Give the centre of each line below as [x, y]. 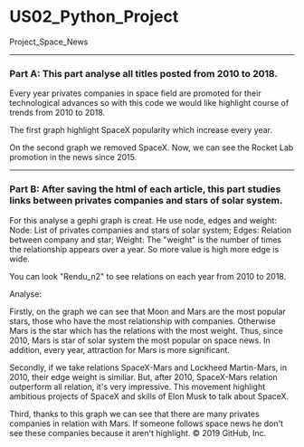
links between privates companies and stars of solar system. [146, 201]
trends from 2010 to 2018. [57, 113]
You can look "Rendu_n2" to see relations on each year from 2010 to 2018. [148, 276]
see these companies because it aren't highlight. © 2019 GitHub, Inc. [138, 433]
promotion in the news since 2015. [73, 157]
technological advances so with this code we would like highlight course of [149, 103]
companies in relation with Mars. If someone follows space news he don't [146, 423]
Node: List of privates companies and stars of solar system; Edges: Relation [151, 230]
